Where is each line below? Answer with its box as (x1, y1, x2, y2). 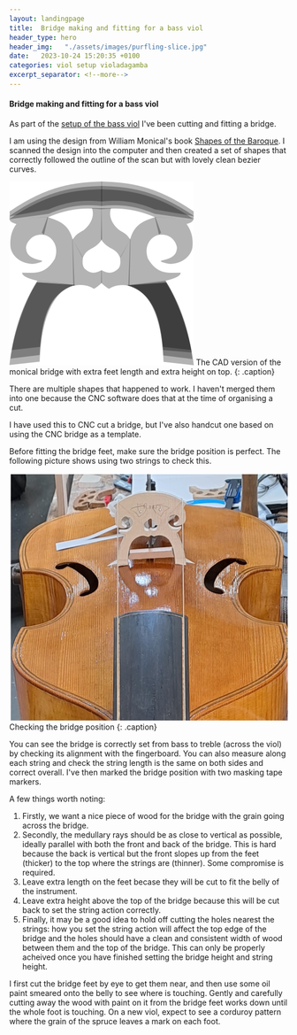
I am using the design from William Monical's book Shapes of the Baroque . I (9, 135, 286, 146)
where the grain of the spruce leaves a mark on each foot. (9, 1016, 221, 1027)
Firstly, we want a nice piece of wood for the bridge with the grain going (21, 811, 285, 822)
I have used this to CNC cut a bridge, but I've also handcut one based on (9, 420, 274, 430)
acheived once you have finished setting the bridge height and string (21, 952, 273, 962)
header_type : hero (9, 33, 77, 42)
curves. (9, 164, 37, 174)
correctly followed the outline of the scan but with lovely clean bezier (9, 155, 261, 166)
